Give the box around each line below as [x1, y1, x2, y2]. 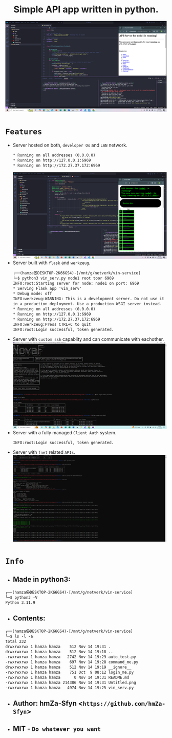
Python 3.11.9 [5, 600, 36, 605]
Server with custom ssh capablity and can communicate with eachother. [12, 336, 164, 342]
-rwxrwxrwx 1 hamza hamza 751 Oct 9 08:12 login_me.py [5, 670, 134, 675]
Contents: [12, 614, 46, 623]
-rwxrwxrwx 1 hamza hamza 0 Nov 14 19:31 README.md [5, 675, 130, 680]
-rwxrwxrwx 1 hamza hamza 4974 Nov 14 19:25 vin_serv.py [5, 685, 134, 690]
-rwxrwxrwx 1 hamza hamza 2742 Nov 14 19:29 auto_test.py [5, 654, 137, 659]
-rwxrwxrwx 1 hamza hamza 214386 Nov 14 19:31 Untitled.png [5, 680, 137, 685]
